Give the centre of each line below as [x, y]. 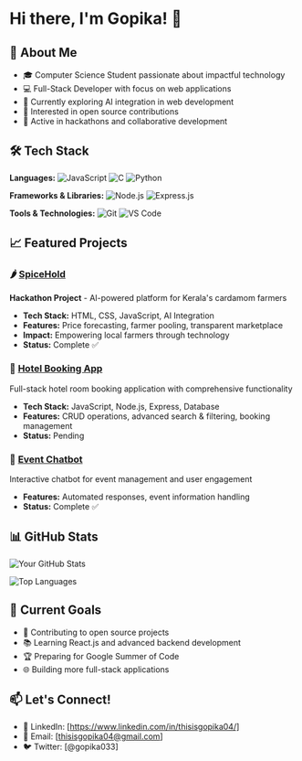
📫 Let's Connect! [60, 700]
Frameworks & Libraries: [57, 195]
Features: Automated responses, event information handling [136, 497]
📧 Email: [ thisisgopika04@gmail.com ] [93, 736]
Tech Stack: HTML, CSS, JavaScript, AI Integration [118, 316]
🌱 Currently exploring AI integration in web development [128, 102]
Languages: [33, 177]
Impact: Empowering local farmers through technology [126, 335]
